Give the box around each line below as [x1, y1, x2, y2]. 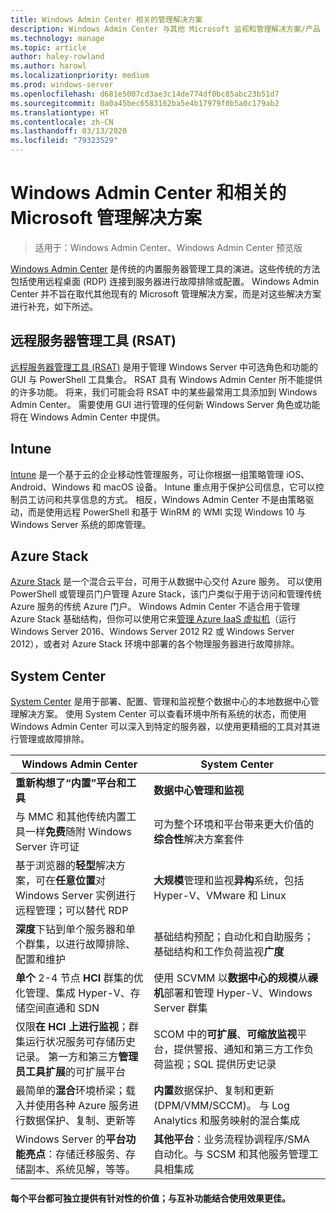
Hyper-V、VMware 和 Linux [153, 889, 287, 903]
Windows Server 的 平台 [15, 1132, 127, 1146]
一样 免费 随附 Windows [25, 825, 133, 839]
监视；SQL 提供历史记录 [163, 1057, 277, 1071]
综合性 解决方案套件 [153, 832, 245, 846]
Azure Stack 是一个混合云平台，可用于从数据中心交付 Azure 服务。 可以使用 [10, 576, 323, 588]
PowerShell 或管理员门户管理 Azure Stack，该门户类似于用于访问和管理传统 [10, 588, 322, 600]
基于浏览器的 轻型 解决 [15, 859, 117, 873]
